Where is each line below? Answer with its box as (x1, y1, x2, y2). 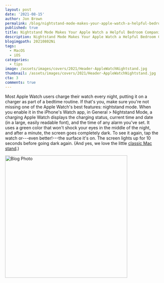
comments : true (5, 80, 36, 85)
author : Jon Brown (5, 16, 42, 21)
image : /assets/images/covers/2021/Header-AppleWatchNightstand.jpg (5, 67, 147, 71)
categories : (5, 57, 29, 62)
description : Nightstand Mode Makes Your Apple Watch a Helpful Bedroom (5, 35, 156, 40)
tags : (5, 44, 16, 48)
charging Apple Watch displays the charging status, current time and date (5, 114, 153, 120)
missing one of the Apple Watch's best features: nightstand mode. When (5, 104, 151, 110)
